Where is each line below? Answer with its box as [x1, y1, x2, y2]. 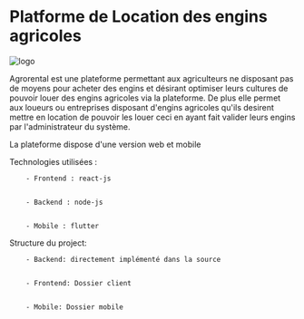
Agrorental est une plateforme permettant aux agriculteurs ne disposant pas [9, 72, 294, 83]
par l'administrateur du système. [9, 121, 131, 132]
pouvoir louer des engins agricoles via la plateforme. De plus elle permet [9, 92, 281, 103]
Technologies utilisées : [9, 156, 98, 167]
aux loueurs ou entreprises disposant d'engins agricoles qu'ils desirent [9, 101, 275, 112]
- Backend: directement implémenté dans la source [25, 255, 221, 264]
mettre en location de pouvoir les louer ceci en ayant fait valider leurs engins [9, 111, 296, 122]
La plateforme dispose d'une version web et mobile [9, 139, 201, 150]
